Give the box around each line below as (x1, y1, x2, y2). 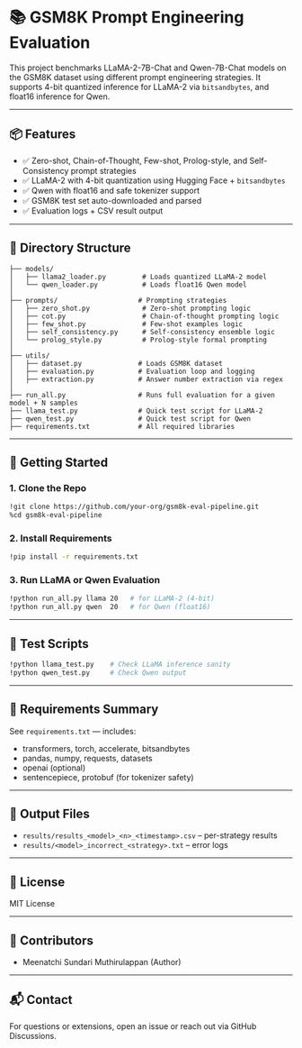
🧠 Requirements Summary (9, 702, 159, 717)
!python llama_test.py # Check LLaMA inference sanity (9, 660, 231, 670)
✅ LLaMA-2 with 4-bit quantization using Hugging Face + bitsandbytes (22, 175, 286, 186)
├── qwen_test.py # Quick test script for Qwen (9, 414, 252, 424)
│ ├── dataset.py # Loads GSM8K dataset (9, 359, 223, 368)
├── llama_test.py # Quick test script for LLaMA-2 (9, 406, 263, 415)
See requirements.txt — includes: (9, 725, 137, 736)
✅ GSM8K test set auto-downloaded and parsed (22, 195, 202, 205)
